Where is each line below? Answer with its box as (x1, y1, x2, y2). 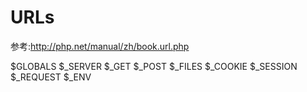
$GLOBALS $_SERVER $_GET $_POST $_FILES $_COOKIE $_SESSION (10, 60, 298, 72)
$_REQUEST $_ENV (10, 71, 92, 83)
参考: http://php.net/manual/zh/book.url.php (10, 40, 190, 52)
